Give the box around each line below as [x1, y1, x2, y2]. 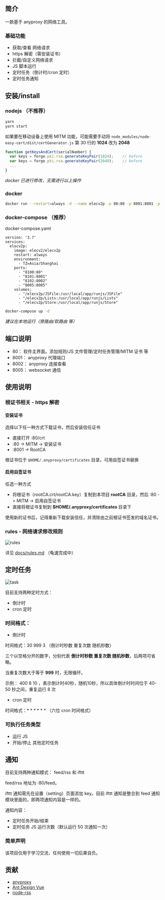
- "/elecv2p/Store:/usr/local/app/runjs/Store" [18, 300, 119, 305]
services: [5, 239, 26, 244]
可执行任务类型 [5, 721, 41, 728]
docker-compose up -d [5, 309, 50, 314]
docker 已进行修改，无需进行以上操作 [5, 177, 82, 183]
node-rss [12, 890, 31, 896]
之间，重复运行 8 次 [16, 686, 56, 692]
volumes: [14, 287, 32, 292]
